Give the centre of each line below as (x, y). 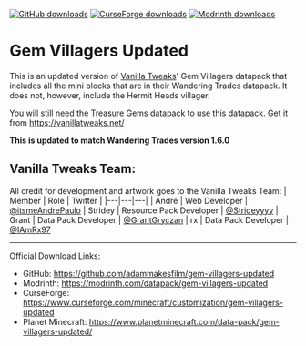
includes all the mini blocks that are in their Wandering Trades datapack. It (148, 86)
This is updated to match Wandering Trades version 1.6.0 (120, 140)
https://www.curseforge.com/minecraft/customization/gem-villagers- (153, 302)
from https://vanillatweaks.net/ (67, 122)
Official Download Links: (55, 256)
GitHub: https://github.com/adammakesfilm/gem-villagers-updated (148, 273)
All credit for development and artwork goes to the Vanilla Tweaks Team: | (148, 190)
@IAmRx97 (31, 229)
